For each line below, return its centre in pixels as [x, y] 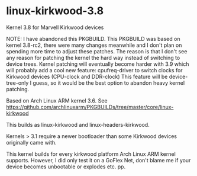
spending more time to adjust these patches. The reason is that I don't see [97, 51]
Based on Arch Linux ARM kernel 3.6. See [57, 100]
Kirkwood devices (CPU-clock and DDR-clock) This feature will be [87, 76]
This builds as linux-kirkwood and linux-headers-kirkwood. [78, 124]
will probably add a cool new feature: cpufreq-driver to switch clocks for [94, 70]
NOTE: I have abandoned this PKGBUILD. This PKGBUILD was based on [93, 39]
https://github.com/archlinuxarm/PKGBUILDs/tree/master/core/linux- [90, 107]
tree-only [17, 83]
